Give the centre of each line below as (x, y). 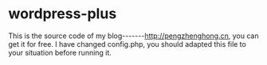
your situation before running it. (60, 52)
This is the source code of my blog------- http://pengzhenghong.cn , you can (133, 36)
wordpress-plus (63, 14)
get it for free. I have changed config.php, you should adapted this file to (128, 44)
